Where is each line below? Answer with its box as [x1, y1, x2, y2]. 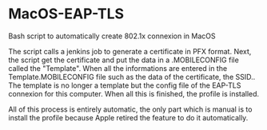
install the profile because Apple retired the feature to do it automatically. [8, 112, 249, 122]
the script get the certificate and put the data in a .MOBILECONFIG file [8, 55, 240, 65]
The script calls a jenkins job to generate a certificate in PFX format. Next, [8, 46, 252, 56]
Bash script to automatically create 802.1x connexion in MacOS [8, 31, 216, 41]
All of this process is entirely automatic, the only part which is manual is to [8, 104, 253, 114]
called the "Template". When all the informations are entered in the [8, 63, 228, 73]
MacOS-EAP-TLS [8, 5, 125, 23]
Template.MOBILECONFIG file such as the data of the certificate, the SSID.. [8, 72, 256, 81]
